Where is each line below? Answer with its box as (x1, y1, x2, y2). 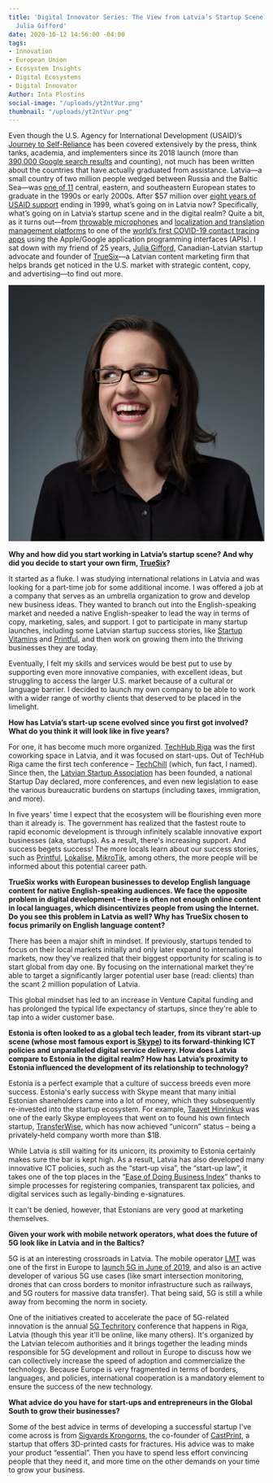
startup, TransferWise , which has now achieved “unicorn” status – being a (8, 1122, 256, 1132)
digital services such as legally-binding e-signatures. (8, 1189, 185, 1199)
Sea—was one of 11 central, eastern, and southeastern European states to (8, 183, 256, 193)
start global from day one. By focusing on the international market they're (8, 962, 254, 972)
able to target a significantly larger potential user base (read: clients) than (8, 971, 254, 981)
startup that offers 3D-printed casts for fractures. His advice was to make (8, 1439, 254, 1449)
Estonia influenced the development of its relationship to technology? (8, 1063, 249, 1072)
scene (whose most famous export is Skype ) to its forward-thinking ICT (8, 1037, 256, 1046)
